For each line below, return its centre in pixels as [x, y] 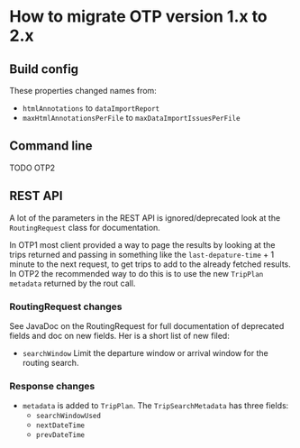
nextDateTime [60, 425]
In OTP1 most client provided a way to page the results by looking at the [142, 244]
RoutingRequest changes [66, 306]
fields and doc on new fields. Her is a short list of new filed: [119, 335]
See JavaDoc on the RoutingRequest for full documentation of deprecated [147, 325]
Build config [44, 69]
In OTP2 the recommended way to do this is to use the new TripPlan [136, 273]
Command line [51, 146]
